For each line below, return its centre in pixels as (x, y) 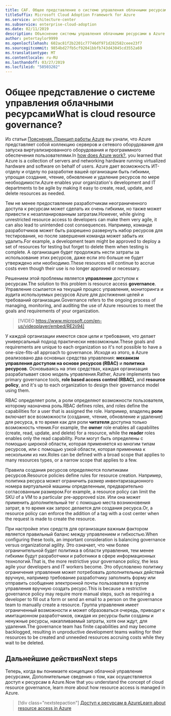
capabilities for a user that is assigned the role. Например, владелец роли (84, 411)
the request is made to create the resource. (51, 519)
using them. (18, 390)
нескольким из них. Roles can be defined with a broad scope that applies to (85, 455)
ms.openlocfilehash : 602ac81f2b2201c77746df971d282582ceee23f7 (74, 43)
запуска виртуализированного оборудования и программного (73, 150)
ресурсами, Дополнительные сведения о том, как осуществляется (78, 676)
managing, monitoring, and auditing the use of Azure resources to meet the (84, 306)
